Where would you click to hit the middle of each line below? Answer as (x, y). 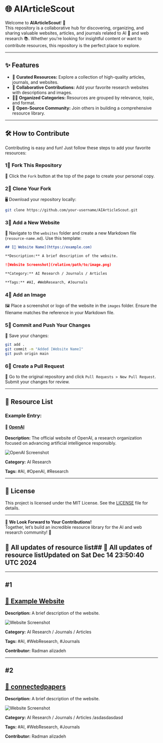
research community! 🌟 (28, 532)
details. (12, 508)
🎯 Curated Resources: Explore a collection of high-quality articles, (79, 77)
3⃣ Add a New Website (33, 222)
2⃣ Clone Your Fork (28, 188)
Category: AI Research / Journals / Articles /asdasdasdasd (64, 717)
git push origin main (27, 354)
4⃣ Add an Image (25, 295)
